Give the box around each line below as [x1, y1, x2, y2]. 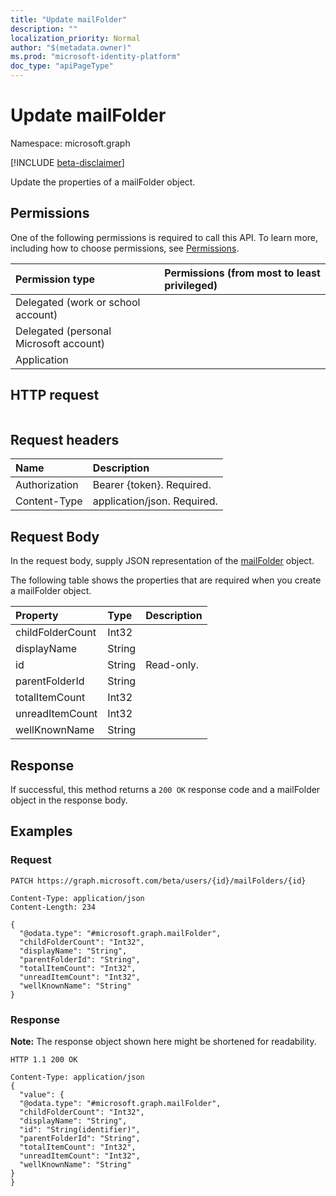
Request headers [10, 431, 120, 448]
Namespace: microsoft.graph [10, 137, 131, 149]
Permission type [15, 272, 96, 286]
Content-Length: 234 [10, 902, 97, 912]
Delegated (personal [15, 324, 112, 338]
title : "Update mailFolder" [10, 14, 128, 25]
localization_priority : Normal [10, 33, 141, 43]
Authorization [15, 478, 79, 492]
